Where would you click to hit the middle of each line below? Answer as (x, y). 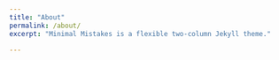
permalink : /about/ (45, 26)
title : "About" (37, 17)
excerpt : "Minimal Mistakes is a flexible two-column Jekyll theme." (140, 34)
